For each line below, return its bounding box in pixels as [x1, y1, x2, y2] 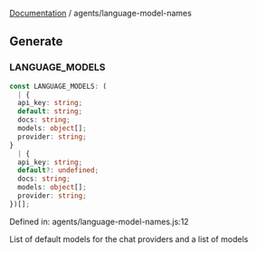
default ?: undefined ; [17, 166, 100, 175]
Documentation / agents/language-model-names [9, 8, 192, 18]
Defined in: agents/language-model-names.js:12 [9, 216, 189, 227]
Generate [9, 34, 63, 49]
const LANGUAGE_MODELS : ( [9, 82, 107, 91]
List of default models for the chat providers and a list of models [9, 233, 249, 244]
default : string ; [17, 107, 83, 116]
